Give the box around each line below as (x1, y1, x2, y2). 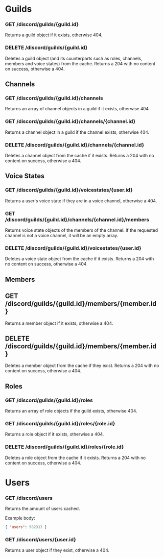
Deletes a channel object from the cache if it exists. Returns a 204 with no (5, 153, 154, 159)
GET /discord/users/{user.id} (5, 536, 76, 543)
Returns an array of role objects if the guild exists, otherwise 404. (5, 408, 138, 414)
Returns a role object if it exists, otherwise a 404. (5, 431, 104, 437)
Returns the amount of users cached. (5, 506, 80, 511)
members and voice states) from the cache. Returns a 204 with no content (5, 60, 156, 67)
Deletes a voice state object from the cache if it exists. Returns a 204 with (5, 256, 154, 262)
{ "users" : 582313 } (5, 525, 47, 530)
